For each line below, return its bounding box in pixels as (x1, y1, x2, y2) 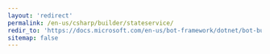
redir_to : (7, 26, 41, 34)
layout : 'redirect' (7, 11, 73, 20)
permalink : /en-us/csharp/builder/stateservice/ (7, 19, 174, 27)
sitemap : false (7, 33, 59, 42)
